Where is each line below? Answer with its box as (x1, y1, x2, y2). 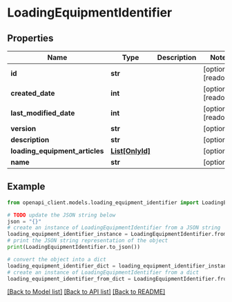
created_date (10, 88, 55, 98)
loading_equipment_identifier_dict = (7, 262, 116, 270)
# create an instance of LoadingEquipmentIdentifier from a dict (7, 269, 199, 276)
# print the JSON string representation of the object (7, 237, 168, 244)
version (10, 124, 37, 133)
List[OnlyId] (110, 146, 151, 156)
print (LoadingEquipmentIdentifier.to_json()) (7, 243, 140, 251)
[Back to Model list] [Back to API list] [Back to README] (7, 288, 166, 296)
